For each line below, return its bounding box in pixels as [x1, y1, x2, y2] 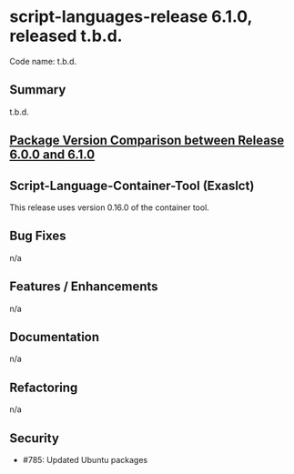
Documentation [9, 329, 100, 345]
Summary [9, 82, 66, 97]
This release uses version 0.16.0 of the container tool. [9, 202, 209, 213]
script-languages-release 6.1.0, [9, 6, 253, 27]
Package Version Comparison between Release [9, 133, 285, 148]
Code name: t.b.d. [9, 55, 77, 66]
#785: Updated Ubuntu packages [22, 455, 148, 466]
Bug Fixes [9, 228, 66, 244]
